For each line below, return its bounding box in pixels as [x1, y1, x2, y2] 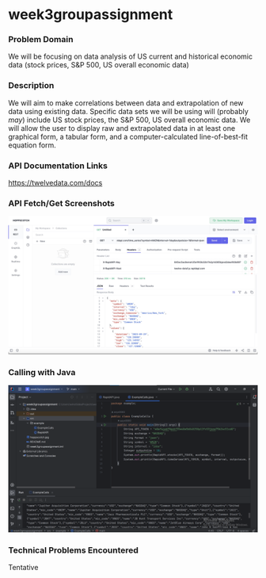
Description [8, 80, 55, 91]
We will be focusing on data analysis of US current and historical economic [8, 52, 253, 61]
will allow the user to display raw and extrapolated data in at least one [8, 123, 236, 132]
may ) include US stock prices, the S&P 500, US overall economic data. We [8, 115, 251, 124]
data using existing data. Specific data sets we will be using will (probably [8, 106, 249, 116]
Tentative [8, 563, 39, 572]
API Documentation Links [8, 160, 108, 171]
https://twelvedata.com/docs [8, 178, 103, 188]
